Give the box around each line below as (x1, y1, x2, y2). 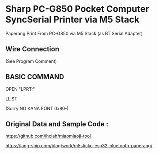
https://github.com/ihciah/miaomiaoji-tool (5, 133, 91, 139)
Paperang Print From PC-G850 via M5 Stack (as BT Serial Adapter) (5, 30, 143, 36)
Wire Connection (5, 45, 59, 53)
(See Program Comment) (5, 58, 57, 64)
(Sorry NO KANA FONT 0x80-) (5, 105, 69, 111)
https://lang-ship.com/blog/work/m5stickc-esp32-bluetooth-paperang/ (5, 143, 153, 149)
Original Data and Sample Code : (5, 120, 109, 128)
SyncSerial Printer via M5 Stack (5, 14, 140, 25)
